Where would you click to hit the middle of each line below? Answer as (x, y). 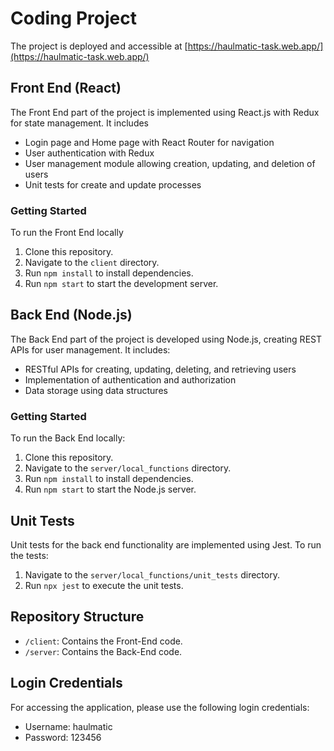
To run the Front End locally (67, 233)
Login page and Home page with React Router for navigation (149, 142)
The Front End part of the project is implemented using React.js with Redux (165, 112)
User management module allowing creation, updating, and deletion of (170, 163)
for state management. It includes (80, 123)
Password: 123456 (63, 737)
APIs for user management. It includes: (90, 349)
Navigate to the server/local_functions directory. (128, 468)
